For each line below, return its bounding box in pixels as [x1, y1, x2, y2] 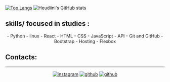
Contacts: [5, 53, 37, 62]
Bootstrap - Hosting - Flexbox [54, 38, 116, 44]
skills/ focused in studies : [5, 19, 90, 28]
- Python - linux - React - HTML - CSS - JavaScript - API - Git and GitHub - [7, 33, 163, 39]
